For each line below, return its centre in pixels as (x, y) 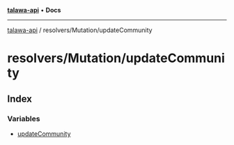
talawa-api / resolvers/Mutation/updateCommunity (80, 30)
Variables (24, 119)
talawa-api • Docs (34, 10)
